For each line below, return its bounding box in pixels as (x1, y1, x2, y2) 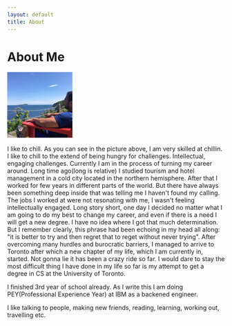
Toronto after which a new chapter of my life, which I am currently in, (7, 247, 204, 256)
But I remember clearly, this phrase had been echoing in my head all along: (7, 225, 220, 233)
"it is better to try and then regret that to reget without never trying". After (7, 232, 216, 241)
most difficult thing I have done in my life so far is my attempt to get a (7, 262, 204, 270)
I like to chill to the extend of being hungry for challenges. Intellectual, (7, 152, 206, 160)
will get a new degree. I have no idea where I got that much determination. (7, 218, 219, 226)
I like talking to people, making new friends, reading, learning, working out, (7, 303, 220, 311)
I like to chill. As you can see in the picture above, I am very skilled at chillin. (7, 144, 223, 153)
